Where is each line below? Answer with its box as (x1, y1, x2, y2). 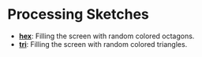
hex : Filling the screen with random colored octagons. (18, 31, 195, 41)
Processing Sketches (7, 5, 149, 23)
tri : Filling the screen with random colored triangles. (18, 39, 188, 48)
